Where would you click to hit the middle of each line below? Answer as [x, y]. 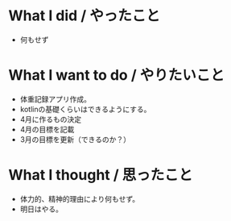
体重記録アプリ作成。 [55, 99]
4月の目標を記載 [47, 129]
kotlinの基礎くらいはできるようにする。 [85, 109]
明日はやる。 [41, 209]
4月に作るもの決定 [51, 119]
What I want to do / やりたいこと [117, 75]
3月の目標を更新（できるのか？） [75, 139]
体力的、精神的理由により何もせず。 [80, 198]
